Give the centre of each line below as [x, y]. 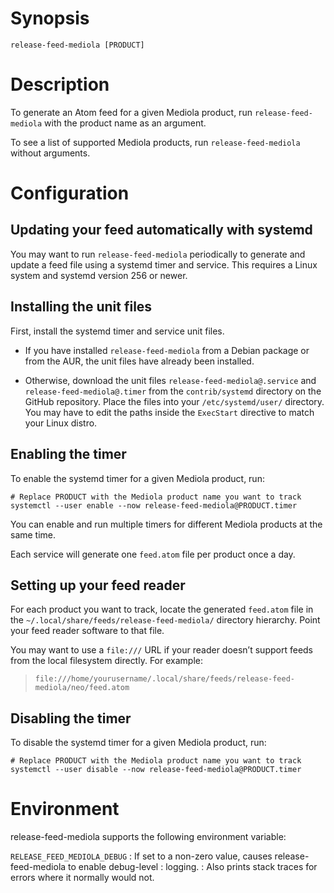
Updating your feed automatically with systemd [161, 230]
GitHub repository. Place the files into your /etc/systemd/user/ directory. [174, 401]
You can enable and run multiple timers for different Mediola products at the [166, 524]
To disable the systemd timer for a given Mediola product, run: [138, 743]
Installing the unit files [81, 307]
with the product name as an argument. [125, 123]
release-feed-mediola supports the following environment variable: [148, 837]
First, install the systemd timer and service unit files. [117, 331]
